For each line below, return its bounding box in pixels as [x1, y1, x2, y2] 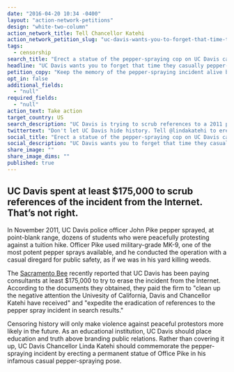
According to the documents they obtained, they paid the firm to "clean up [7, 283, 221, 292]
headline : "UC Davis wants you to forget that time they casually [7, 62, 204, 69]
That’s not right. [7, 207, 79, 219]
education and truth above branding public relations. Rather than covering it [7, 334, 225, 343]
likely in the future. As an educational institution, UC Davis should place [7, 327, 212, 335]
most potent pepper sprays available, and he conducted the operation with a [7, 248, 227, 256]
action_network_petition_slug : [7, 36, 98, 43]
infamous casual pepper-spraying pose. [7, 357, 122, 365]
